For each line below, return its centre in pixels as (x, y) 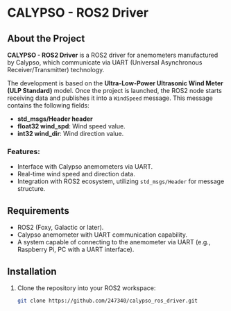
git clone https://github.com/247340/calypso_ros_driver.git (108, 301)
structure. (31, 189)
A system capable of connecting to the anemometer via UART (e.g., (114, 242)
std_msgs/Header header (55, 119)
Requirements (38, 211)
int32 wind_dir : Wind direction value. (70, 134)
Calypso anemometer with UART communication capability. (102, 235)
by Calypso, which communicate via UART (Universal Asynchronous (105, 62)
